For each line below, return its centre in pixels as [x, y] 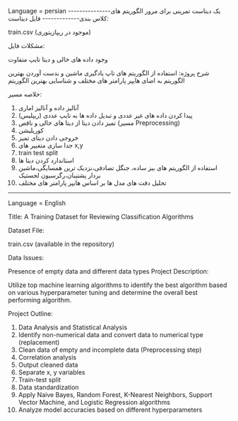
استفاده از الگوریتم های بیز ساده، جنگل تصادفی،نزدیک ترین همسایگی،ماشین [118, 168]
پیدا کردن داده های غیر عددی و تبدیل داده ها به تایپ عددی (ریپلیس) [105, 115]
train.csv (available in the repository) [61, 244]
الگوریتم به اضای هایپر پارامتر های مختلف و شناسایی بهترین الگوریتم [97, 80]
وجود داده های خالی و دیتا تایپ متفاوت [58, 59]
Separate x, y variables [52, 372]
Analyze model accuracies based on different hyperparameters [110, 410]
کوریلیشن [31, 130]
